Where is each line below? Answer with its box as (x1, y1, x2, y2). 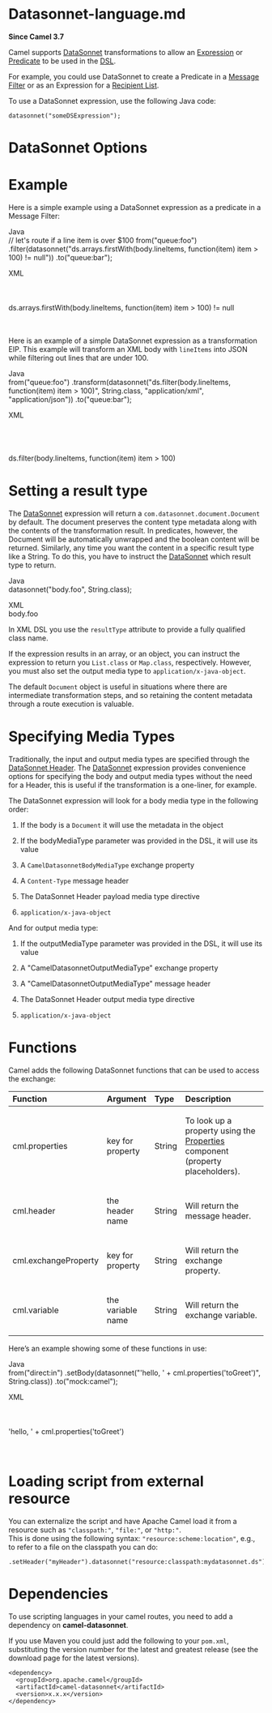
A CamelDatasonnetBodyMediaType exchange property (19, 860, 195, 870)
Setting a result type (8, 482, 148, 500)
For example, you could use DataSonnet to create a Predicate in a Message (8, 71, 260, 81)
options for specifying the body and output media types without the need (8, 771, 253, 781)
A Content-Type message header (19, 876, 130, 885)
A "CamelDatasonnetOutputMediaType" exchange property (19, 962, 219, 973)
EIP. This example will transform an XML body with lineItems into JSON (8, 345, 249, 354)
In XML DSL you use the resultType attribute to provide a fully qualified (8, 625, 245, 634)
